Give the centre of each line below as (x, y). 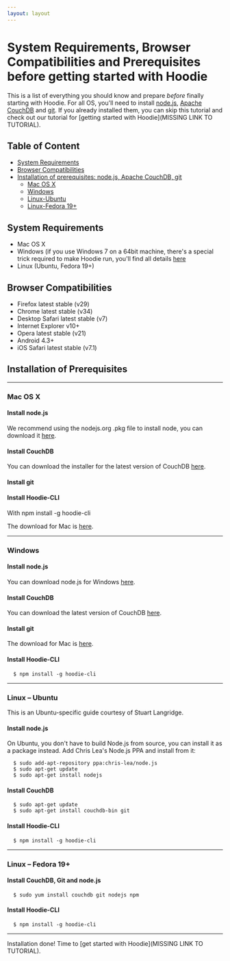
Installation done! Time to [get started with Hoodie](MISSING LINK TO (105, 943)
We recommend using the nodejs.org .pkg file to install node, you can (105, 428)
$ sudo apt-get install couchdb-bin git (72, 811)
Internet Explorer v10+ (48, 326)
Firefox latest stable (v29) (53, 304)
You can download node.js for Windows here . (71, 582)
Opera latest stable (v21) (52, 333)
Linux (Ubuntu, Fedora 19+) (55, 266)
